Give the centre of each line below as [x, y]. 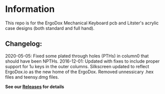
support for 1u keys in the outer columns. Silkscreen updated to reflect [77, 66]
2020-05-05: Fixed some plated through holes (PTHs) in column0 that [77, 56]
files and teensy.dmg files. [32, 77]
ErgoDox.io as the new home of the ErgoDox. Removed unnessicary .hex [80, 72]
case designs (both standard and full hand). [50, 28]
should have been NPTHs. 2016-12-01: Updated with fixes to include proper [82, 61]
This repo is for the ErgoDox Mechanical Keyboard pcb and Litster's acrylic [82, 23]
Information [30, 9]
